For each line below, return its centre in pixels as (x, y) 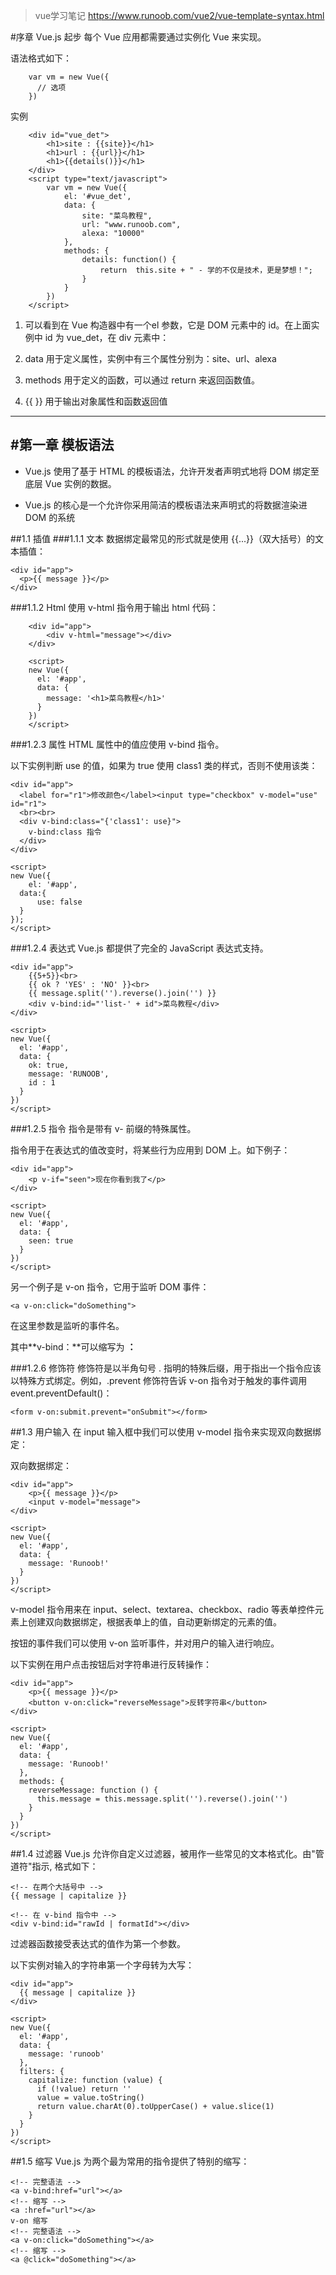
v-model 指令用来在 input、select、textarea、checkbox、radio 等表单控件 (162, 1609)
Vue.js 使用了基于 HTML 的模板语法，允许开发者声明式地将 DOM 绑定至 (172, 471)
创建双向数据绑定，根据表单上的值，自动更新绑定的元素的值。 (154, 1621)
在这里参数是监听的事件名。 (67, 1325)
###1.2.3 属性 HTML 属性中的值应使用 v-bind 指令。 (117, 744)
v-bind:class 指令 (65, 832)
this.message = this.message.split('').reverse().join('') (162, 1799)
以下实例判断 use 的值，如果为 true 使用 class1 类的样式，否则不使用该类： (164, 765)
